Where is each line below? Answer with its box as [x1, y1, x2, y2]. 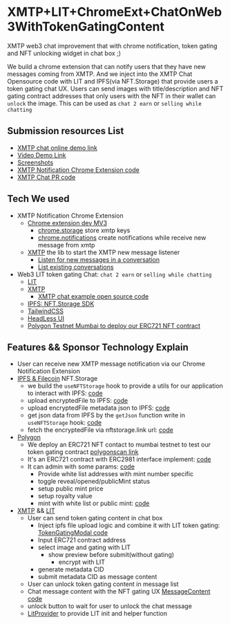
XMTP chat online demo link [17, 143, 98, 152]
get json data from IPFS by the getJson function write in [27, 411, 185, 419]
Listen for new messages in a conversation [37, 255, 160, 263]
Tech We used [7, 193, 70, 205]
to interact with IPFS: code [27, 389, 103, 397]
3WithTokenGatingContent [7, 19, 164, 35]
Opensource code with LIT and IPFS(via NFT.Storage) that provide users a [7, 77, 219, 85]
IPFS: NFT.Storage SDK [27, 299, 95, 308]
